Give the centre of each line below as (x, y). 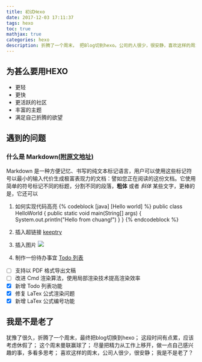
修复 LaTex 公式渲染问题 (45, 293)
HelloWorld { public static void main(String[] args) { (78, 213)
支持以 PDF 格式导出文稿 (45, 271)
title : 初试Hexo (26, 12)
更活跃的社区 (31, 102)
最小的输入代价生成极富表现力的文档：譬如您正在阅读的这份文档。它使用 (106, 179)
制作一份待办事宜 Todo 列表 (49, 258)
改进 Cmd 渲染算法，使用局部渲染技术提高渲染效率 (78, 278)
